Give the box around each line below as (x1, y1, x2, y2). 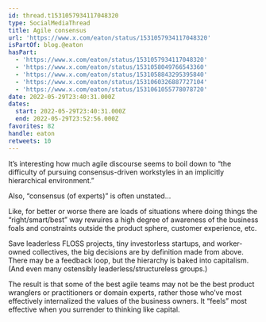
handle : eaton (8, 129, 56, 137)
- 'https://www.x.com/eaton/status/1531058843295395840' (15, 71, 208, 79)
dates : (8, 100, 30, 108)
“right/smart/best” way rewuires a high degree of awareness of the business (8, 215, 259, 224)
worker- (216, 239, 243, 248)
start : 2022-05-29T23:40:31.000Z (15, 108, 126, 116)
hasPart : (8, 48, 37, 56)
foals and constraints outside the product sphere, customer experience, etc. (8, 223, 257, 232)
